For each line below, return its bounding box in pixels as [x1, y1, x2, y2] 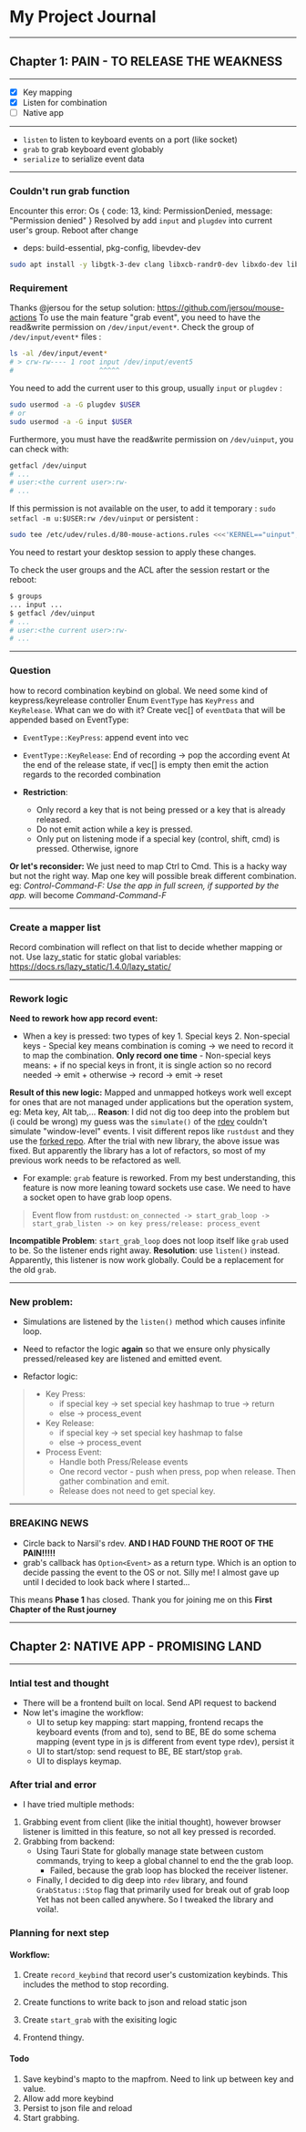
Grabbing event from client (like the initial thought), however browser [22, 1816, 281, 1827]
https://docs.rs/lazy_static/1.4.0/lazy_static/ [9, 960, 171, 972]
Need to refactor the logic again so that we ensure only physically [22, 1343, 270, 1355]
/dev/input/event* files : [9, 331, 102, 343]
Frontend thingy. [22, 2032, 85, 2044]
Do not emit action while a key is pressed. [36, 823, 193, 834]
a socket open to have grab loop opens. [22, 1192, 172, 1203]
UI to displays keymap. [36, 1755, 122, 1766]
